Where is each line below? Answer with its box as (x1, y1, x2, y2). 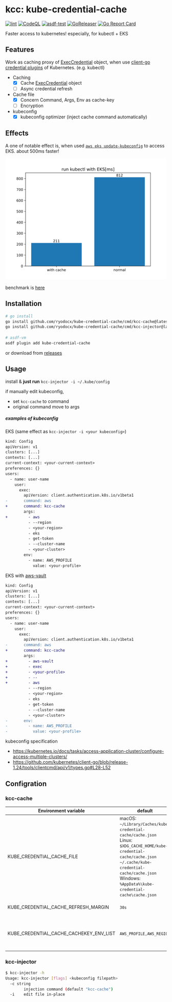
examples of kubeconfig (5, 415, 59, 421)
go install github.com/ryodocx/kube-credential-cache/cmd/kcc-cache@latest (5, 319, 170, 324)
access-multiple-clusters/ (12, 753, 68, 760)
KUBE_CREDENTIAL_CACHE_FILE (7, 853, 78, 860)
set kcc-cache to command (12, 398, 69, 404)
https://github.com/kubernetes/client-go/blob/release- (12, 759, 128, 765)
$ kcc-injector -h (5, 970, 45, 975)
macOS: (119, 815, 137, 821)
